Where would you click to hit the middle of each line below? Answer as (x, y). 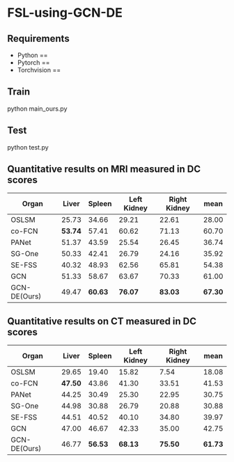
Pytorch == (33, 63)
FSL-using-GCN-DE (65, 13)
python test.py (28, 147)
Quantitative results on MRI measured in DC (104, 169)
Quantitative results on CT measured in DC (102, 321)
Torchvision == (39, 70)
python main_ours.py (37, 109)
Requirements (38, 39)
